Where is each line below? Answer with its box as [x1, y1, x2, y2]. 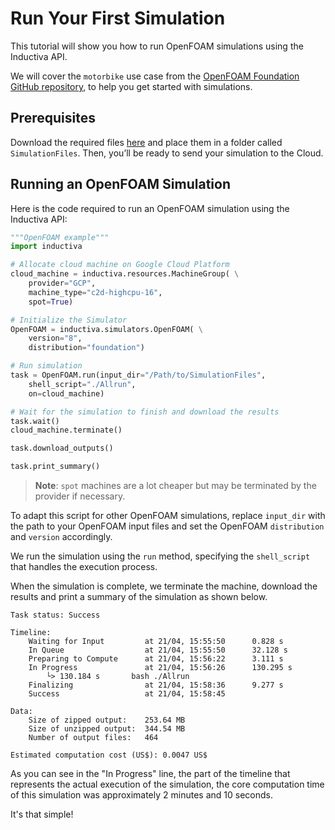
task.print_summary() [10, 462, 101, 472]
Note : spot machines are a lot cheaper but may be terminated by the [34, 480, 317, 492]
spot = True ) [28, 297, 74, 307]
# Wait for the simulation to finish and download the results [10, 407, 280, 417]
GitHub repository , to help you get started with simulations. [10, 80, 253, 92]
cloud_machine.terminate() [10, 425, 123, 436]
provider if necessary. [34, 490, 126, 502]
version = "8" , [28, 333, 83, 344]
